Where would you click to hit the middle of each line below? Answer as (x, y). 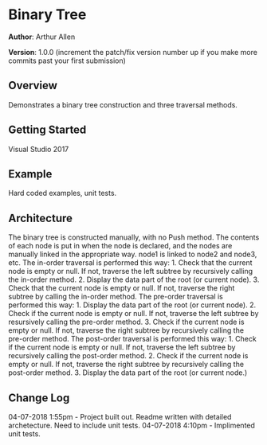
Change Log (39, 398)
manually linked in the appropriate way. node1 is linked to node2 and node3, (133, 254)
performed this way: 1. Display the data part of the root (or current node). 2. (132, 305)
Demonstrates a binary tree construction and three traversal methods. (123, 104)
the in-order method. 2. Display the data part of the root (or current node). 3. (134, 279)
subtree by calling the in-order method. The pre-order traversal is (116, 297)
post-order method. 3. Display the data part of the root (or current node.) (128, 373)
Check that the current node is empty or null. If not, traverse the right (122, 288)
